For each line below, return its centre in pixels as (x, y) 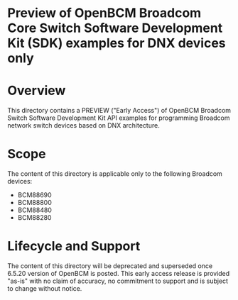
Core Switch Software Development (115, 28)
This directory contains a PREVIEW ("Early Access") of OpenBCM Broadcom (119, 111)
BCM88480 (34, 210)
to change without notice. (45, 288)
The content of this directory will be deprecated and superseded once (110, 266)
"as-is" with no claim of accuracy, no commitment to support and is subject (118, 281)
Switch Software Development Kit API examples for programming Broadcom (119, 118)
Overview (37, 91)
